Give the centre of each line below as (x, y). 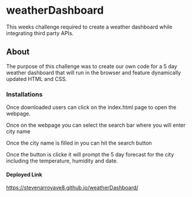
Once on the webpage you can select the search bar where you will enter (96, 125)
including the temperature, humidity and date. (62, 161)
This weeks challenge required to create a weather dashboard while (89, 27)
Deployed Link (24, 174)
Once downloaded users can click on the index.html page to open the (91, 107)
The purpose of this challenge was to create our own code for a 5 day (92, 66)
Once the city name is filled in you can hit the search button (79, 143)
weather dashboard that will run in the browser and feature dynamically (94, 73)
